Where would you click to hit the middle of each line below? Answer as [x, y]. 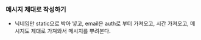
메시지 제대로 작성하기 [36, 9]
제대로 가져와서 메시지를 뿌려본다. [71, 31]
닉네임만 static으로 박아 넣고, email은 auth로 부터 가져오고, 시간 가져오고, [102, 24]
